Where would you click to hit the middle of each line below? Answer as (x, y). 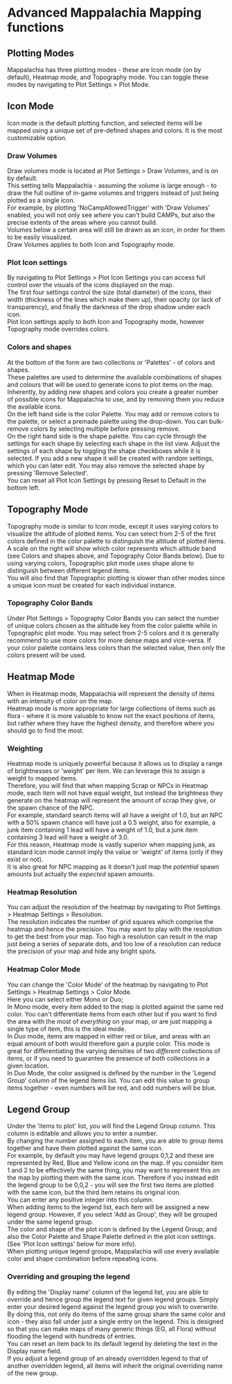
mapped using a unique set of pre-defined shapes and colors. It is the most (115, 130)
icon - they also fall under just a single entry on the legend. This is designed (115, 1321)
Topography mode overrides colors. (58, 329)
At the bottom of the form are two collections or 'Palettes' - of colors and (111, 362)
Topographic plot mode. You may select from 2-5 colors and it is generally (113, 633)
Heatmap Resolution (42, 891)
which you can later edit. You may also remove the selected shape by (106, 465)
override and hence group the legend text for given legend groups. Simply (113, 1299)
